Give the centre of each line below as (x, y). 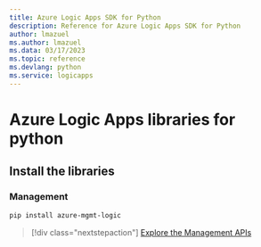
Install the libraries (62, 172)
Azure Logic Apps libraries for (122, 119)
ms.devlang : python (45, 68)
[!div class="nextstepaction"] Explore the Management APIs (141, 232)
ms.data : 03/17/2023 (48, 51)
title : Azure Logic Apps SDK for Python (86, 17)
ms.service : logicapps (51, 76)
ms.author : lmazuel (45, 42)
